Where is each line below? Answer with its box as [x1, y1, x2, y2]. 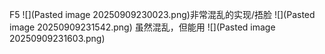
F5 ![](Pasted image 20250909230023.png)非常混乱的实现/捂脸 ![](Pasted [9, 9, 316, 20]
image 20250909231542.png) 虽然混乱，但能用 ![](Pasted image [9, 21, 276, 33]
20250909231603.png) [9, 33, 106, 44]
